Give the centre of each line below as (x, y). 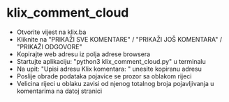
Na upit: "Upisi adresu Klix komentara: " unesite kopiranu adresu (109, 69)
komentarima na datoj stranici (59, 91)
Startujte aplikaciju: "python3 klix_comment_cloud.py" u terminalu (111, 61)
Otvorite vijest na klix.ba (51, 32)
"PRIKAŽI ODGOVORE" (49, 46)
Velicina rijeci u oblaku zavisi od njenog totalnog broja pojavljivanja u (115, 83)
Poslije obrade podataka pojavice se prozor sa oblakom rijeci (104, 76)
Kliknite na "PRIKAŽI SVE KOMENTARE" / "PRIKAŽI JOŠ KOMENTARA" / (119, 39)
